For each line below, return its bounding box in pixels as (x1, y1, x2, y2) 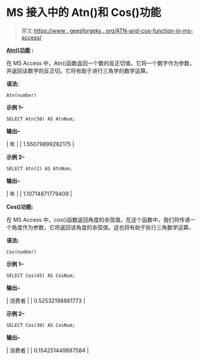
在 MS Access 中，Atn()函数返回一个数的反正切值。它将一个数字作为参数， (6, 59, 195, 67)
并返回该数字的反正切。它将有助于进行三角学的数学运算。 (6, 67, 151, 74)
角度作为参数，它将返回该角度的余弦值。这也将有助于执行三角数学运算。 (11, 224, 194, 231)
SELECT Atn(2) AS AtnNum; (6, 166, 72, 172)
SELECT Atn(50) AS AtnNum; (6, 116, 75, 122)
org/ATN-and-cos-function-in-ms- (105, 27, 193, 34)
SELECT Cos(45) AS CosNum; (6, 273, 75, 279)
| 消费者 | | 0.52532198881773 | (6, 297, 86, 304)
